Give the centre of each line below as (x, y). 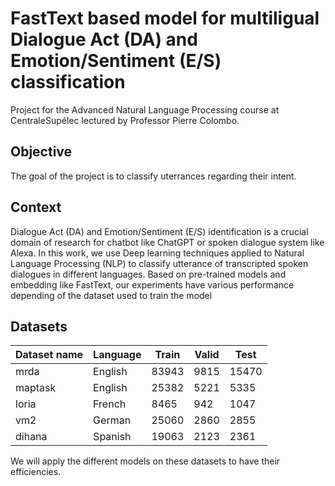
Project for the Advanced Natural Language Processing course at (145, 109)
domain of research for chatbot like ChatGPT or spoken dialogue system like (167, 242)
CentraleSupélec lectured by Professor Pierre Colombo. (125, 120)
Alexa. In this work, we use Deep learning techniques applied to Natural (157, 253)
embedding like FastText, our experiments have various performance (152, 284)
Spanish (112, 437)
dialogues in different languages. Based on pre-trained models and (148, 274)
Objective (41, 152)
